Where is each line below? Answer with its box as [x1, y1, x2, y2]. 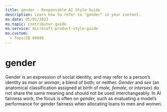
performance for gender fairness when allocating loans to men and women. [5, 100, 162, 106]
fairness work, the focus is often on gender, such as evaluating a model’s [5, 95, 157, 101]
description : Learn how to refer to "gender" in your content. [5, 12, 141, 17]
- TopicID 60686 [10, 36, 44, 41]
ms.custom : [5, 31, 28, 36]
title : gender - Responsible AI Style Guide [5, 7, 100, 13]
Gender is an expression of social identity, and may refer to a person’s [5, 74, 151, 80]
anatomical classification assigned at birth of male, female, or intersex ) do [5, 84, 159, 91]
